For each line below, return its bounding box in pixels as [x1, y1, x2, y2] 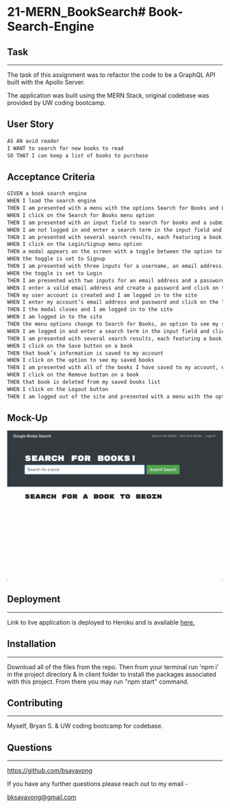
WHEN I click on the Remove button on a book [7, 372, 139, 379]
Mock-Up [7, 412, 48, 424]
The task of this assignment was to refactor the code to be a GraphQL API [7, 71, 216, 79]
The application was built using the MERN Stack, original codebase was [7, 91, 209, 100]
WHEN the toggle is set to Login [7, 269, 103, 277]
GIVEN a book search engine [7, 190, 88, 197]
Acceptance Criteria [7, 171, 95, 183]
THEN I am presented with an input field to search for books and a [7, 219, 207, 226]
